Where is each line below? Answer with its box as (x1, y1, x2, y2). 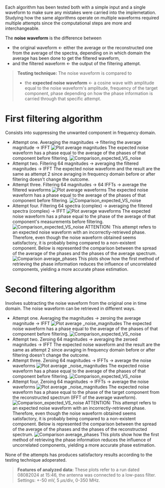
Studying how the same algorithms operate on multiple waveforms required (5, 15, 160, 20)
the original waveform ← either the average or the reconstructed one (12, 45, 153, 50)
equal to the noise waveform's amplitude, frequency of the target (24, 85, 158, 91)
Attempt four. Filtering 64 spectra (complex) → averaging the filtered (12, 203, 153, 209)
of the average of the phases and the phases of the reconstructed (12, 426, 147, 432)
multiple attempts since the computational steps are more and (5, 20, 132, 26)
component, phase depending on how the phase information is (24, 91, 153, 96)
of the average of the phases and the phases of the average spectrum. (12, 250, 157, 256)
